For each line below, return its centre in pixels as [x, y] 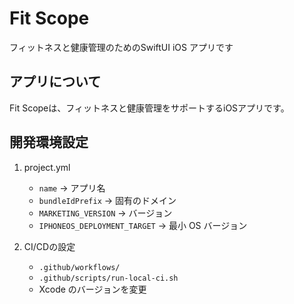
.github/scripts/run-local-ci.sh [108, 278]
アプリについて [55, 82]
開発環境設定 [49, 142]
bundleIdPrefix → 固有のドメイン [107, 200]
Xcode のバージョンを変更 [92, 289]
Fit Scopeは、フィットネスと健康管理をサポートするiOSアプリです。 [149, 108]
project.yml [47, 167]
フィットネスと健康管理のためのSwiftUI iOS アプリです [121, 47]
